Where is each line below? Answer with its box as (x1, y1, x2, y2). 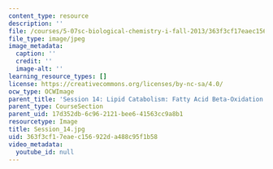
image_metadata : (8, 42, 63, 50)
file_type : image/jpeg (8, 34, 85, 43)
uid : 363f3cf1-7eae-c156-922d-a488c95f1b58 (8, 132, 158, 141)
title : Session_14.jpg (8, 125, 85, 133)
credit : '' (15, 58, 53, 66)
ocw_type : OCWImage (8, 87, 75, 96)
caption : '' (15, 50, 57, 58)
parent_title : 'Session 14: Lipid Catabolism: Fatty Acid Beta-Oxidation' (8, 95, 267, 103)
